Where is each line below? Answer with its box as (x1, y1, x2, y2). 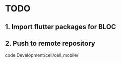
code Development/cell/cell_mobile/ (5, 52, 79, 58)
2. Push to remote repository (5, 39, 95, 47)
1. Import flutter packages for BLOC (5, 23, 117, 31)
